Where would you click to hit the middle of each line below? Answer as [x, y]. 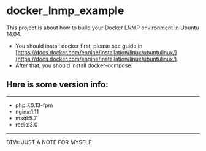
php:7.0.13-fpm [34, 105]
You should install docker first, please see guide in [79, 46]
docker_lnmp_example [65, 11]
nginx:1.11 [27, 111]
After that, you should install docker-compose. [74, 65]
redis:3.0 [26, 124]
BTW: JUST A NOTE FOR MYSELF [49, 142]
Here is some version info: [57, 85]
